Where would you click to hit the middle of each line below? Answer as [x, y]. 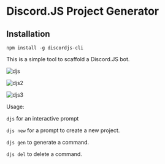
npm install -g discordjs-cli [45, 48]
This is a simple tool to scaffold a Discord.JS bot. [68, 59]
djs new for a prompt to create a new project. [63, 130]
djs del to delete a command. [44, 154]
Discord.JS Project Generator [83, 11]
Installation [28, 34]
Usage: [15, 106]
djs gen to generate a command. [48, 142]
